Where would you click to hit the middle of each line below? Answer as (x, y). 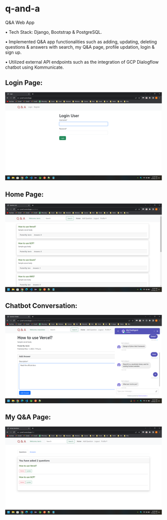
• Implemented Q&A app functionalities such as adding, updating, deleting (81, 42)
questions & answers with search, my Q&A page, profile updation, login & (80, 47)
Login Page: (24, 83)
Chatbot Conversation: (42, 306)
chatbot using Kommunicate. (35, 67)
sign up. (13, 52)
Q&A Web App (20, 22)
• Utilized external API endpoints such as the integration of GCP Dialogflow (82, 62)
